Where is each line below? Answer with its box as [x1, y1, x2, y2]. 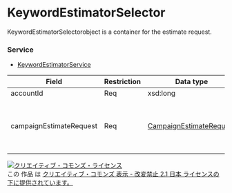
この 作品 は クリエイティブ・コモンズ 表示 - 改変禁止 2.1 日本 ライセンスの [7, 170, 220, 179]
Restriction [104, 77, 142, 87]
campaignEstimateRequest [10, 121, 98, 131]
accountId [10, 88, 43, 98]
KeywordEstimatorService [17, 61, 91, 69]
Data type [175, 77, 209, 87]
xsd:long [147, 88, 176, 98]
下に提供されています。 [7, 179, 74, 187]
